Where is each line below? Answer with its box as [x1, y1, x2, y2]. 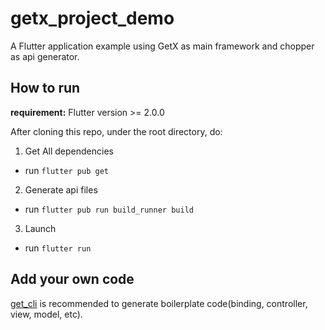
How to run [10, 80, 81, 97]
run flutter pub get [24, 164, 109, 176]
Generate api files [24, 183, 98, 196]
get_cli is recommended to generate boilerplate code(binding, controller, [10, 297, 308, 309]
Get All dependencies [24, 145, 114, 157]
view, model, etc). [10, 308, 83, 320]
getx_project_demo [10, 7, 175, 30]
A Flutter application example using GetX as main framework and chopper [10, 40, 315, 52]
